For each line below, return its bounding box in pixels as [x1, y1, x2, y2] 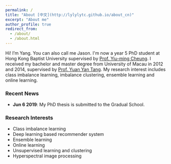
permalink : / [5, 7, 33, 13]
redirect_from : [5, 27, 38, 32]
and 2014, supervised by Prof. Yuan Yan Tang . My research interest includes [5, 66, 166, 72]
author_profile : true [5, 21, 52, 27]
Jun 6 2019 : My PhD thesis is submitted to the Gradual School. [12, 102, 145, 108]
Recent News [5, 90, 39, 97]
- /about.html [10, 36, 40, 41]
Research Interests [5, 114, 54, 122]
